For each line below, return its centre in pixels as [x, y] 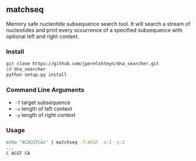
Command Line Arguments [45, 89]
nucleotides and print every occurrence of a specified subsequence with [94, 30]
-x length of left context [43, 109]
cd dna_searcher [26, 69]
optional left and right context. [43, 36]
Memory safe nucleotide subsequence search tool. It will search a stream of [98, 24]
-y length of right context [45, 115]
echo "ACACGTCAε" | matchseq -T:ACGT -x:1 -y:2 [66, 142]
